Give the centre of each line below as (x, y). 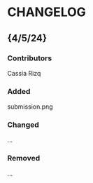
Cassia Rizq (24, 73)
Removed (24, 158)
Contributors (30, 58)
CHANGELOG (46, 12)
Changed (23, 125)
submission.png (30, 107)
